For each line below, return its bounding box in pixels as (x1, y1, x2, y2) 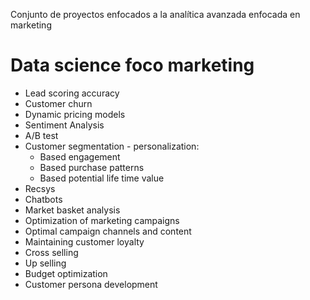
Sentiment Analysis (24, 119, 105, 131)
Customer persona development (24, 278, 158, 290)
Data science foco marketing (10, 54, 255, 77)
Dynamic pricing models (24, 108, 126, 120)
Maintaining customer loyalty (24, 235, 145, 248)
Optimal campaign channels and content (24, 225, 192, 237)
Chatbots (24, 193, 63, 205)
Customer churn (24, 97, 93, 109)
